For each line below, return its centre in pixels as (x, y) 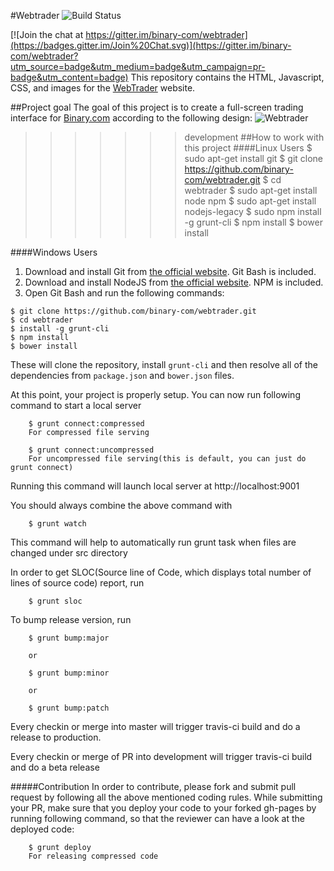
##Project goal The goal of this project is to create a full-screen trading (157, 107)
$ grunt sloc (55, 601)
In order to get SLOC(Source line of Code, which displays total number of (161, 572)
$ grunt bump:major (69, 638)
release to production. (56, 737)
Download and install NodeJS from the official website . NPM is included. (174, 282)
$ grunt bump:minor (69, 673)
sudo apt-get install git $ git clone (254, 158)
